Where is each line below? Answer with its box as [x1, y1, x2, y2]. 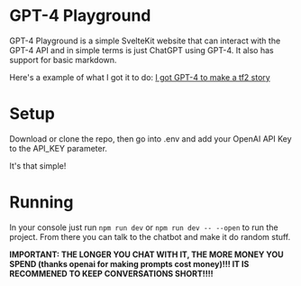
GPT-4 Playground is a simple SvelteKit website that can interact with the [9, 35, 281, 46]
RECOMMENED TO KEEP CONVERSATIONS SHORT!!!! [9, 268, 214, 279]
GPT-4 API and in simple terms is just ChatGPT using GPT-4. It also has [9, 44, 274, 55]
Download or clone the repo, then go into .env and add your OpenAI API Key [9, 133, 292, 144]
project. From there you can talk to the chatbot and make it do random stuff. [9, 231, 291, 242]
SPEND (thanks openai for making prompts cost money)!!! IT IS [9, 258, 250, 269]
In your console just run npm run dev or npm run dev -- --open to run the [9, 222, 278, 233]
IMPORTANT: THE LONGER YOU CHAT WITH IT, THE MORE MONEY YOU [9, 249, 284, 260]
